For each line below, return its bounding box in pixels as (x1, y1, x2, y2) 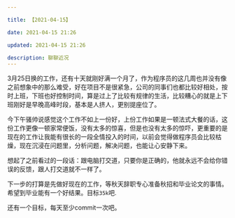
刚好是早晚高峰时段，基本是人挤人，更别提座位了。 (13, 101, 161, 109)
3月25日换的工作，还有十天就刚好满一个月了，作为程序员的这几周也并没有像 (7, 74, 227, 82)
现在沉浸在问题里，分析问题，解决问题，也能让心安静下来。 (19, 141, 191, 150)
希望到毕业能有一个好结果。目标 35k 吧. (7, 189, 117, 197)
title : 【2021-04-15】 (7, 16, 71, 23)
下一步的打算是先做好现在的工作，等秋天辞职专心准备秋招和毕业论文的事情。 (7, 180, 228, 189)
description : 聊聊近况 (7, 54, 69, 61)
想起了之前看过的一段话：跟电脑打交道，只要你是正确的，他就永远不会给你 (7, 157, 222, 165)
